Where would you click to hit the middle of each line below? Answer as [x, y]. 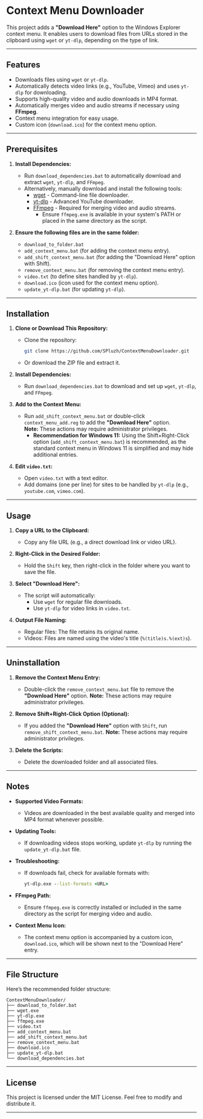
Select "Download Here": [47, 584]
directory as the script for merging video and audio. [88, 913]
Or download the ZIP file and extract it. [72, 363]
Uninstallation [33, 663]
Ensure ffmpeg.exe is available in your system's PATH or [111, 214]
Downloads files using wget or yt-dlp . [62, 79]
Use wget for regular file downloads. [78, 602]
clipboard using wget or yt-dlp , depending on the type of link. [83, 40]
